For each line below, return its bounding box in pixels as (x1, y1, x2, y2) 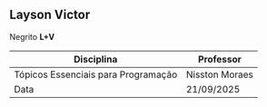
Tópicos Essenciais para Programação (14, 68, 178, 81)
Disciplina (74, 53, 118, 65)
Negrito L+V (9, 31, 55, 42)
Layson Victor (9, 7, 91, 23)
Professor (198, 53, 242, 65)
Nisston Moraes (185, 68, 254, 81)
